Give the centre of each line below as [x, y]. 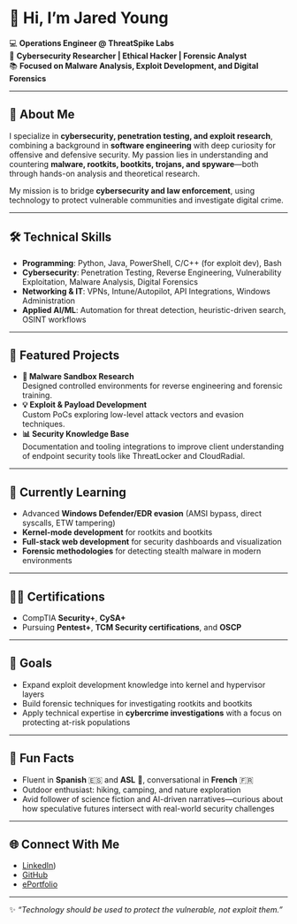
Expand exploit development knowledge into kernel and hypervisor [144, 684]
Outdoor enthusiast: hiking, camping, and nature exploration [131, 790]
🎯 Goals [31, 664]
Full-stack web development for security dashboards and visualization [152, 542]
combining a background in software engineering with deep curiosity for [142, 145]
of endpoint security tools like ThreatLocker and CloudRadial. [133, 456]
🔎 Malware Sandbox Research [78, 377]
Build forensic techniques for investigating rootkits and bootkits [137, 703]
